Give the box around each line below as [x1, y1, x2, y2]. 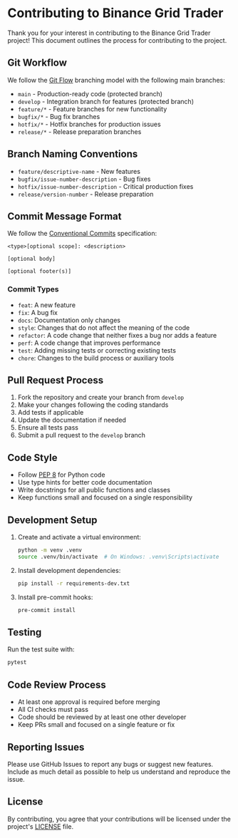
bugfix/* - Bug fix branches [17, 112, 100, 120]
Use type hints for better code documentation [17, 478, 152, 487]
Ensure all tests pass [17, 423, 78, 432]
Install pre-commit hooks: [17, 593, 93, 601]
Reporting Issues [7, 741, 85, 753]
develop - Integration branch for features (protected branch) [17, 97, 195, 105]
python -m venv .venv [17, 547, 82, 554]
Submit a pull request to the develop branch [17, 431, 146, 440]
